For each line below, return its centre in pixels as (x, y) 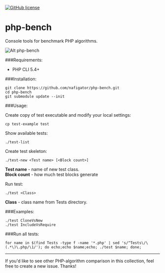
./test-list (17, 142)
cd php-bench (18, 92)
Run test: (14, 184)
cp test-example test (27, 124)
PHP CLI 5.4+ (26, 69)
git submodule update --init (35, 96)
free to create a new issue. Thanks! (41, 266)
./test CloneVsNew (24, 221)
